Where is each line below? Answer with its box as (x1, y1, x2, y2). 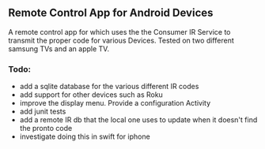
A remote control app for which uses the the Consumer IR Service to (8, 27, 231, 36)
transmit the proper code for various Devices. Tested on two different (8, 35, 235, 45)
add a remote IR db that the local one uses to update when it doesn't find (19, 115, 258, 125)
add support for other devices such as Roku (19, 90, 164, 99)
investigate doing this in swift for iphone (19, 132, 150, 141)
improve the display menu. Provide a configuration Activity (19, 99, 211, 108)
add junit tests (19, 106, 66, 117)
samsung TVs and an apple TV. (8, 43, 109, 54)
